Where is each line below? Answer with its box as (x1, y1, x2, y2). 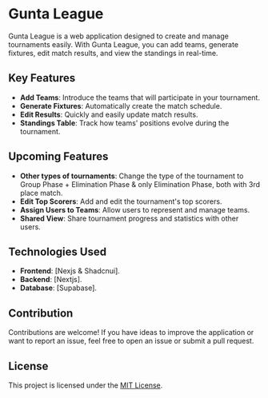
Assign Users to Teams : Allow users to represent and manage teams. (19, 205, 250, 214)
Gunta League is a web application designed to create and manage (8, 31, 230, 41)
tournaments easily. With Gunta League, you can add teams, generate (8, 39, 238, 49)
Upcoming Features (8, 149, 109, 164)
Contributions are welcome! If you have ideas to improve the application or (8, 328, 254, 337)
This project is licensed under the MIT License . (8, 380, 163, 390)
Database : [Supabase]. (19, 283, 98, 293)
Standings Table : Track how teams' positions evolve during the (19, 117, 230, 128)
